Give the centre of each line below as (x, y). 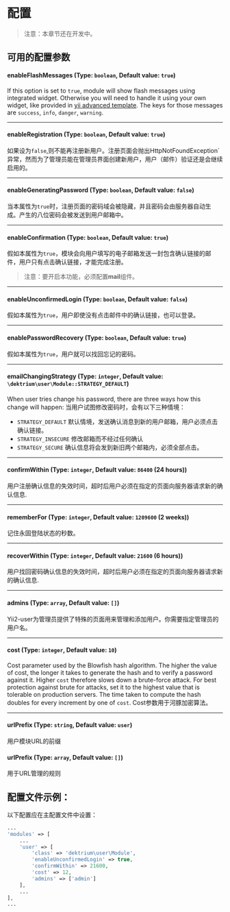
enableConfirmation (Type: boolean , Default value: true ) (88, 237)
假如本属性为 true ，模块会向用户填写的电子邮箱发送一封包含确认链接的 (106, 254)
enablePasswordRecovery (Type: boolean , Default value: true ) (97, 337)
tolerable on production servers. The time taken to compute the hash (104, 694)
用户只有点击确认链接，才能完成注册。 (73, 262)
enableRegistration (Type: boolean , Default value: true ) (86, 134)
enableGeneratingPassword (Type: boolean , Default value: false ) (101, 190)
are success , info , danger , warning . (55, 112)
